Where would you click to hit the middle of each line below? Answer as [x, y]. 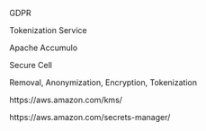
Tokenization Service [48, 30]
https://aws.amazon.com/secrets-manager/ [90, 117]
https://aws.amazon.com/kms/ [66, 100]
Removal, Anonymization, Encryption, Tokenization [103, 83]
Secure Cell [31, 65]
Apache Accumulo [44, 48]
